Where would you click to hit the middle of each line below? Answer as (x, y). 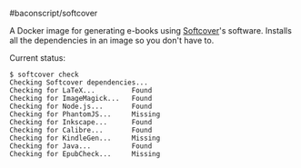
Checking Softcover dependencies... (79, 83)
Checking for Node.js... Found (81, 106)
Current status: (38, 58)
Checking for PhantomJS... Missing (85, 114)
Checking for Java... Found (81, 146)
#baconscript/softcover (54, 13)
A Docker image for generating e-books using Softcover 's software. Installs (151, 30)
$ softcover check (44, 74)
